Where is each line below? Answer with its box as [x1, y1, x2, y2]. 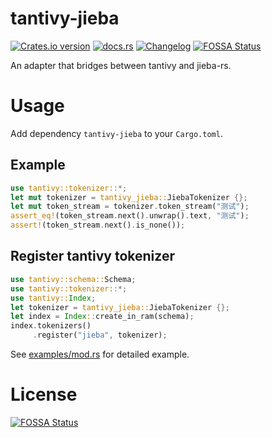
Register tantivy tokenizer [10, 248, 175, 265]
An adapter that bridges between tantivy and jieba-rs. [10, 59, 232, 71]
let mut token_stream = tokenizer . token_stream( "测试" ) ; [10, 202, 250, 212]
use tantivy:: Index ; [10, 293, 97, 303]
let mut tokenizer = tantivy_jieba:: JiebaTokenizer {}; [10, 192, 248, 202]
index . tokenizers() [10, 321, 92, 331]
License [10, 383, 78, 406]
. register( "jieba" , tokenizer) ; [32, 330, 168, 341]
